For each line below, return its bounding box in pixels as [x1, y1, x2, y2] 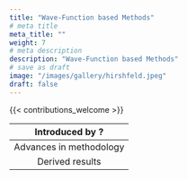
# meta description [9, 47, 83, 55]
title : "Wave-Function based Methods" [9, 13, 155, 22]
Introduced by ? [34, 125, 104, 138]
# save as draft [9, 64, 70, 72]
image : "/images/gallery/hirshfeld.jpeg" [9, 72, 167, 81]
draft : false [9, 80, 58, 89]
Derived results [37, 155, 102, 167]
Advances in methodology [13, 141, 125, 153]
